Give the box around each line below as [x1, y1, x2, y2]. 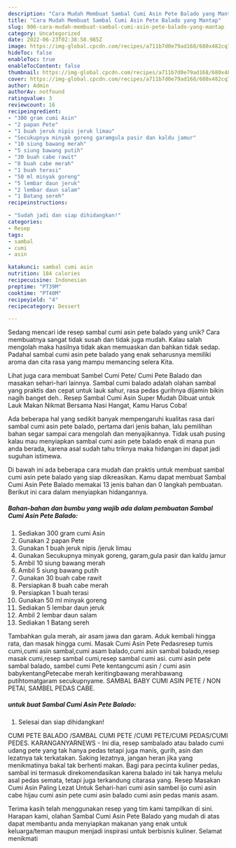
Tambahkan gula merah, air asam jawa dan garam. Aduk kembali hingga [8, 632, 216, 641]
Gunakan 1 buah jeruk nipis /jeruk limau [18, 544, 132, 552]
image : [8, 43, 27, 50]
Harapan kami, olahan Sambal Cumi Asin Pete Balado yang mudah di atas [8, 812, 220, 821]
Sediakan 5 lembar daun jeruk [18, 603, 105, 612]
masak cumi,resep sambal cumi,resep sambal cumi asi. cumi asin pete [8, 655, 211, 663]
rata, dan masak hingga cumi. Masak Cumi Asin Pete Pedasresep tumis [8, 639, 213, 648]
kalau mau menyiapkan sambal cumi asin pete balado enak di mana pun [8, 437, 216, 446]
